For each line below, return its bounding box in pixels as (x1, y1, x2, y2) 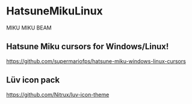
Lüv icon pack (6, 75, 60, 85)
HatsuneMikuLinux (6, 4, 104, 18)
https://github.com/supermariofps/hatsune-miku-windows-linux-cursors (6, 57, 187, 64)
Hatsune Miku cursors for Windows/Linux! (6, 41, 169, 52)
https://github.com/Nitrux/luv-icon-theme (6, 91, 110, 98)
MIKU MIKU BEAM (6, 24, 52, 31)
